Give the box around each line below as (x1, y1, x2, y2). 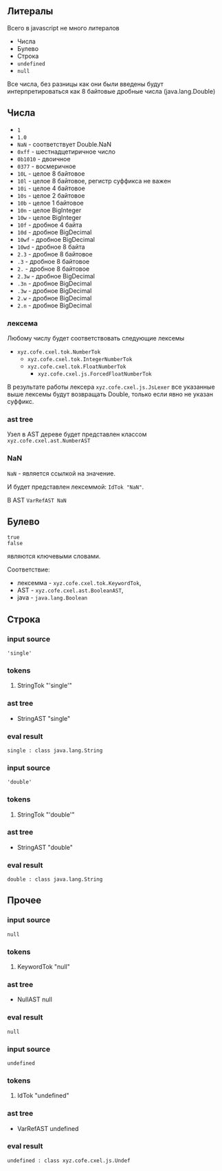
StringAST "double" (16, 843, 74, 851)
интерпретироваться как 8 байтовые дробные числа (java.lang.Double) (7, 87, 216, 95)
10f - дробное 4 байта (16, 221, 82, 229)
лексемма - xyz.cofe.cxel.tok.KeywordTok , (16, 579, 142, 587)
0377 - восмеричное (16, 162, 76, 170)
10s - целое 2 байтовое (16, 191, 85, 199)
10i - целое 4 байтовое (16, 184, 86, 192)
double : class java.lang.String (7, 876, 103, 883)
